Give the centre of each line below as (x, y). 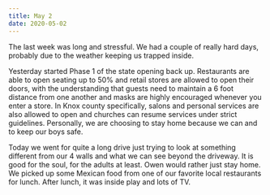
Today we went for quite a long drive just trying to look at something (122, 147)
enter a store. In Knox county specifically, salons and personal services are (134, 106)
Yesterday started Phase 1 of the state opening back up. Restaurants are (129, 71)
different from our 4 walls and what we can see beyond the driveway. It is (131, 156)
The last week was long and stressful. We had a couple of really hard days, (134, 46)
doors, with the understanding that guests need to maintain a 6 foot (121, 88)
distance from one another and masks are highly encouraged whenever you (135, 97)
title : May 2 (30, 16)
